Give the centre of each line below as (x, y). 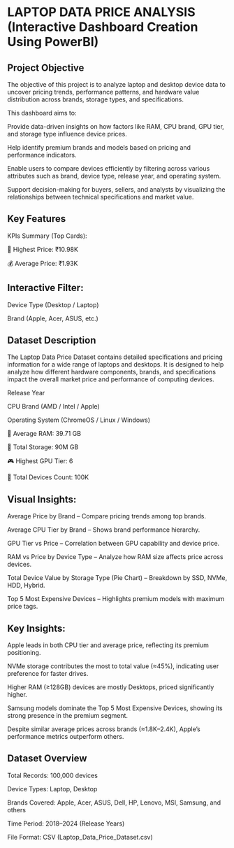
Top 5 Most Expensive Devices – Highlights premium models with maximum (116, 599)
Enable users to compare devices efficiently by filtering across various (109, 168)
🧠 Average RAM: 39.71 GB (44, 434)
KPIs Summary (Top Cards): (47, 236)
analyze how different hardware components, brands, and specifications (112, 372)
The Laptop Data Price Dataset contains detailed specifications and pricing (115, 357)
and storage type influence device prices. (67, 134)
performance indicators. (42, 155)
